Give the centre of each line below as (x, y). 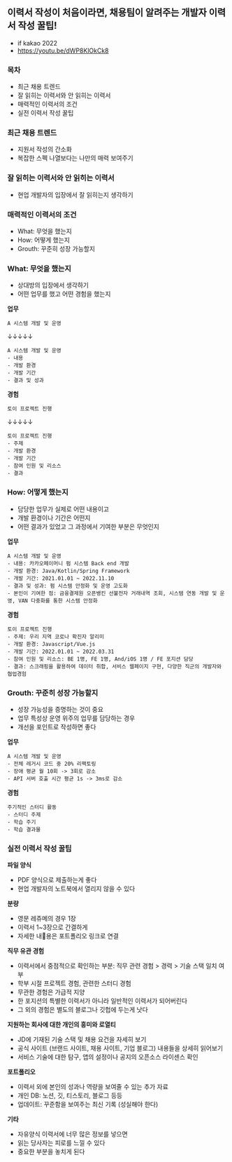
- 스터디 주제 (24, 815)
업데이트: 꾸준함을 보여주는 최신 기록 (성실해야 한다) (88, 1104)
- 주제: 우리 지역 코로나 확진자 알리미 (56, 637)
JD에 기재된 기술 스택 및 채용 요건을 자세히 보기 (82, 1039)
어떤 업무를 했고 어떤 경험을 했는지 (64, 294)
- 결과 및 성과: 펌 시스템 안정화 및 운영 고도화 (67, 586)
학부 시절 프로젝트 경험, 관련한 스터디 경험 (74, 983)
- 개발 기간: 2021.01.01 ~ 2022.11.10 (61, 578)
